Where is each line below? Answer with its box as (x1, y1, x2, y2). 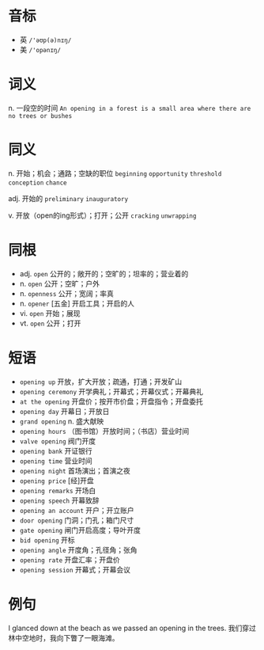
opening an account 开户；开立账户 (19, 505, 134, 515)
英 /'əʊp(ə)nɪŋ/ (19, 35, 72, 44)
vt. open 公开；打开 (19, 318, 81, 328)
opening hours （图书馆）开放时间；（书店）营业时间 (19, 426, 190, 435)
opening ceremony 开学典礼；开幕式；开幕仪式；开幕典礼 (19, 386, 204, 396)
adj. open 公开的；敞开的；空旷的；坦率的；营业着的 (19, 268, 189, 278)
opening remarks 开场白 (19, 485, 96, 495)
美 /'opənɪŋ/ (19, 44, 62, 54)
